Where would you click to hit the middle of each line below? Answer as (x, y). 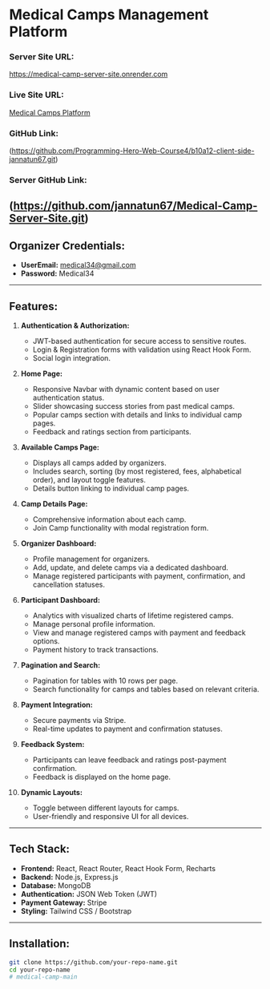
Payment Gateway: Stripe (64, 902)
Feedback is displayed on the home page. (102, 777)
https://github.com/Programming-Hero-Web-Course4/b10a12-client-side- (133, 151)
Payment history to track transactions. (95, 650)
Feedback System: (52, 745)
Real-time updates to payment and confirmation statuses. (127, 729)
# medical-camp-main (44, 977)
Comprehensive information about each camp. (109, 519)
